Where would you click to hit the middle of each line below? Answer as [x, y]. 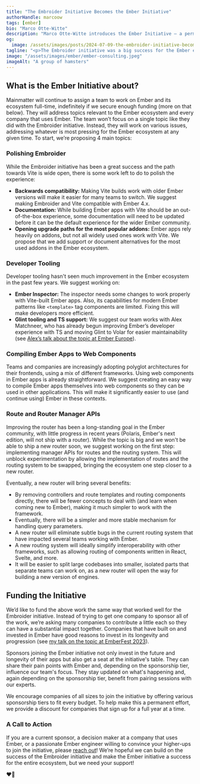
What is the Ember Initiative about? [72, 86]
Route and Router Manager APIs [53, 414]
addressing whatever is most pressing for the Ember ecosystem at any [93, 132]
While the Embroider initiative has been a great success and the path [90, 166]
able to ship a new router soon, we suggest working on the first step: [90, 446]
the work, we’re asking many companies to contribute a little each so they [96, 622]
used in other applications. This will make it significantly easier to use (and [97, 392]
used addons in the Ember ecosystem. [62, 247]
